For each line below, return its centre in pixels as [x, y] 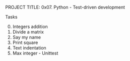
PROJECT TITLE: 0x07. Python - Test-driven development [65, 7]
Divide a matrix [28, 32]
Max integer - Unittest [35, 53]
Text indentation [29, 48]
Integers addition [30, 26]
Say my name [27, 37]
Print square [25, 42]
